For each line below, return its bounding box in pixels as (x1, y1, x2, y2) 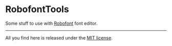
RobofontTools (5, 4, 69, 15)
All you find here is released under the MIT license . (5, 34, 113, 41)
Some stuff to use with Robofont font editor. (5, 20, 98, 26)
